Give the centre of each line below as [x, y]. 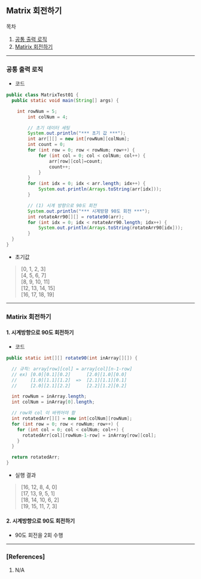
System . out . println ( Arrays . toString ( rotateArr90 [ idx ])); [111, 228]
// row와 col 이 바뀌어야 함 [43, 413]
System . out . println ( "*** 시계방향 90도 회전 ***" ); [89, 211]
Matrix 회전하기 [34, 11]
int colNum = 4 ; [48, 117]
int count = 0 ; [47, 145]
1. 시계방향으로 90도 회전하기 [40, 332]
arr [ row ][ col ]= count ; [76, 161]
